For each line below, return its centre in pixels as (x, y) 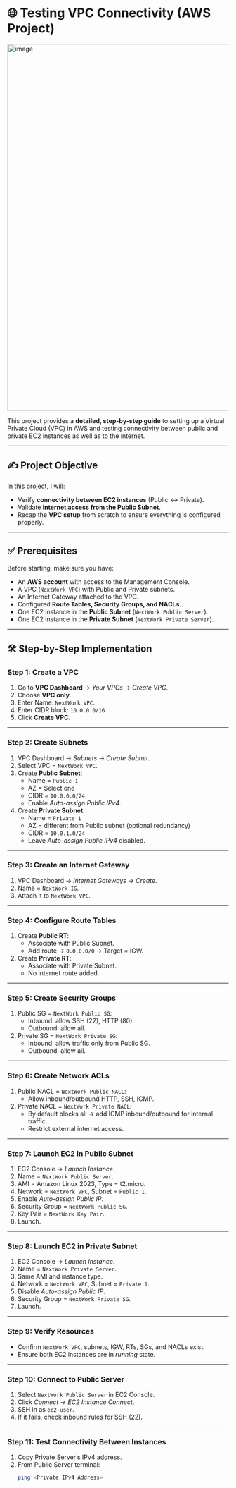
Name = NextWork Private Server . (67, 1269)
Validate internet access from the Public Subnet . (89, 507)
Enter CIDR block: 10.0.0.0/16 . (62, 710)
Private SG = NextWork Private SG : (67, 1036)
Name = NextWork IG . (48, 888)
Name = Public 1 (53, 780)
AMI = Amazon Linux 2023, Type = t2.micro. (81, 1184)
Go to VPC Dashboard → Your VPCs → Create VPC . (93, 688)
